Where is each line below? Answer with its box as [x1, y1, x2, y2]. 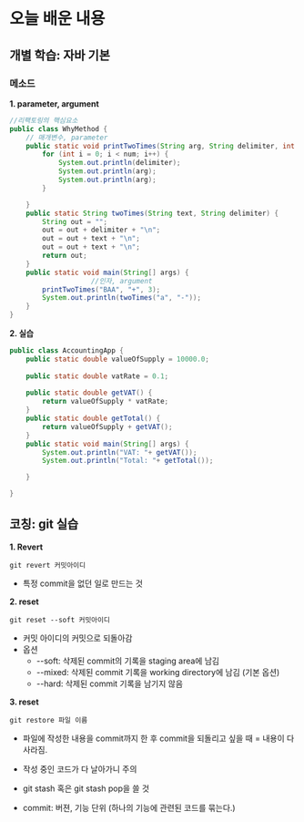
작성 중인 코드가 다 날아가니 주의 [22, 763, 137, 775]
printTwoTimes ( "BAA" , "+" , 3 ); [42, 284, 161, 294]
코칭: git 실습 [9, 517, 79, 532]
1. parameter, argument [9, 98, 100, 109]
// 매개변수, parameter [25, 133, 108, 142]
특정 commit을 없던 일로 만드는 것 [22, 578, 144, 589]
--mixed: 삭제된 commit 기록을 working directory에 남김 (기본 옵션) [35, 666, 280, 677]
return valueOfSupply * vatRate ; [42, 397, 169, 406]
